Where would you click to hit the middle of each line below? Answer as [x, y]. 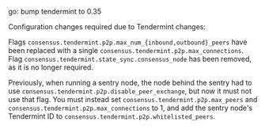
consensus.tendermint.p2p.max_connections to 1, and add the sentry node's [131, 108]
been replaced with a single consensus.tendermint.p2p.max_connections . [126, 50]
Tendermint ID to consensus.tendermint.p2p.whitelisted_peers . [112, 116]
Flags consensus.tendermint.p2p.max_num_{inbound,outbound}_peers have [128, 42]
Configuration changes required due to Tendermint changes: [107, 27]
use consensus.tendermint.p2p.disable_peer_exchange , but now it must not [130, 91]
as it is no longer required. [51, 67]
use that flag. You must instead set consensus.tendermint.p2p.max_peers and [133, 99]
